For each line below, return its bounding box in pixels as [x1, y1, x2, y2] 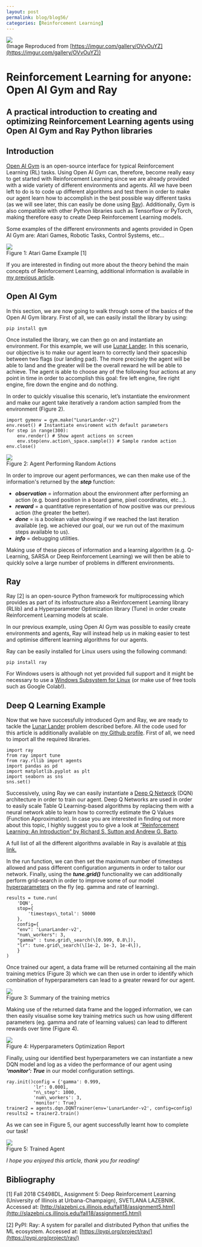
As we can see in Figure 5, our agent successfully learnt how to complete [6, 1121, 189, 1128]
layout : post [6, 8, 39, 15]
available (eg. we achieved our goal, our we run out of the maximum [14, 522, 185, 529]
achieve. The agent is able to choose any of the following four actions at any [6, 368, 196, 375]
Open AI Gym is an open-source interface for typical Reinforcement [6, 162, 174, 169]
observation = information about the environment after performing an [14, 490, 189, 497]
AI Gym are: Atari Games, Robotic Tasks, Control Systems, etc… [6, 232, 165, 239]
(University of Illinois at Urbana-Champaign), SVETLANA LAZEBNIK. [6, 1197, 175, 1204]
